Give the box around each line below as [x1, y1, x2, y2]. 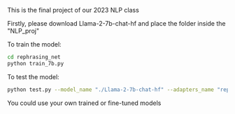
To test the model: [7, 72, 59, 81]
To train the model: [7, 40, 62, 48]
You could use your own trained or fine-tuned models [7, 99, 162, 107]
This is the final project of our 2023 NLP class [7, 6, 140, 14]
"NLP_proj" [7, 27, 40, 35]
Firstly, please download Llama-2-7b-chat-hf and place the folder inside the [7, 19, 226, 27]
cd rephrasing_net [7, 54, 61, 60]
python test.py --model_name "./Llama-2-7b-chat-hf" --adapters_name [7, 86, 215, 93]
